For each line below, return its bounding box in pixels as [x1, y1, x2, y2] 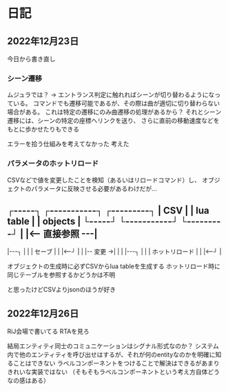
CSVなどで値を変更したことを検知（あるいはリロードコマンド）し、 [7, 176, 201, 184]
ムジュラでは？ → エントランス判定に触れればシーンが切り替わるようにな [7, 90, 215, 99]
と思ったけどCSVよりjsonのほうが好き [7, 285, 116, 294]
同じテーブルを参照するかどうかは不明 [7, 271, 116, 279]
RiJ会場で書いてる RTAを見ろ [7, 328, 90, 336]
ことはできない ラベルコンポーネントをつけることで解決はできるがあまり [12, 359, 220, 368]
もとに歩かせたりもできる [7, 125, 79, 134]
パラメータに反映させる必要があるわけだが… [30, 184, 157, 192]
